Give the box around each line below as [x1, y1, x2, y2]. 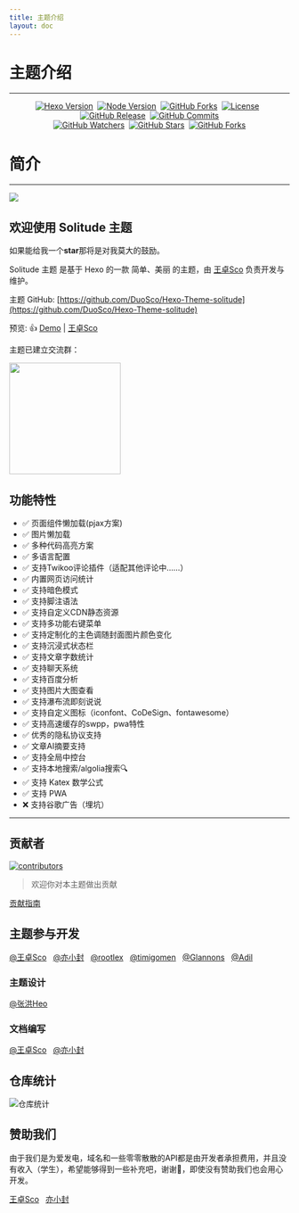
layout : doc [9, 21, 53, 30]
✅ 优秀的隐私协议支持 [21, 730, 102, 740]
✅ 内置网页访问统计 [21, 573, 94, 584]
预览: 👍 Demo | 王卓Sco [9, 323, 98, 334]
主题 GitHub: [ [9, 294, 61, 305]
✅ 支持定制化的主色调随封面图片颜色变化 [21, 630, 172, 640]
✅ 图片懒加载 [21, 529, 71, 540]
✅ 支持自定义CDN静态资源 [21, 607, 119, 617]
